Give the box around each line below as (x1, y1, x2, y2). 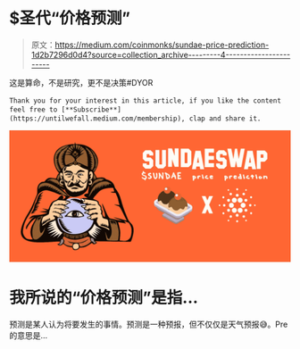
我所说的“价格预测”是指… (9, 287, 199, 308)
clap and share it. (188, 113, 262, 123)
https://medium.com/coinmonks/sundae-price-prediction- (54, 39, 270, 50)
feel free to (9, 104, 58, 114)
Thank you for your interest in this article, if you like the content (9, 96, 281, 105)
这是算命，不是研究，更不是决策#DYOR (9, 77, 154, 87)
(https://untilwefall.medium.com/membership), (9, 113, 186, 123)
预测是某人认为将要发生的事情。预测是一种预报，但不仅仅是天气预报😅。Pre (9, 319, 288, 330)
